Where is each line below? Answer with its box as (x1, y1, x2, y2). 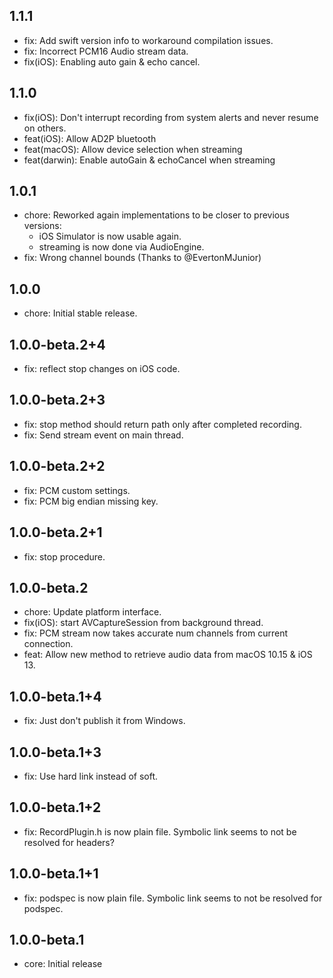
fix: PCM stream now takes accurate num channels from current (23, 627, 289, 639)
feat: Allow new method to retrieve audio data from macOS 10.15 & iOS (23, 649, 313, 661)
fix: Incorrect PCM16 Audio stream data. (23, 45, 189, 57)
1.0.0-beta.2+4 (9, 336, 106, 353)
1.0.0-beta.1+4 (9, 688, 102, 705)
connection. (23, 638, 74, 650)
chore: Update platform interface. (23, 606, 162, 618)
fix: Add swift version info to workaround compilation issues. (23, 34, 274, 46)
